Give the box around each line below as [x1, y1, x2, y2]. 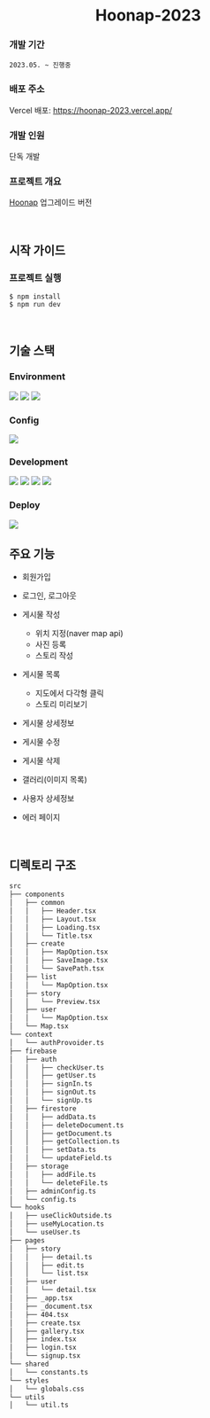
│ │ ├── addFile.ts [9, 1170, 97, 1179]
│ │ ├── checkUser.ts [9, 1063, 104, 1072]
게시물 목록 [21, 669, 61, 680]
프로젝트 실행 [9, 271, 62, 284]
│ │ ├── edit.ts [9, 1260, 86, 1270]
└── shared [9, 1360, 49, 1369]
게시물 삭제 [21, 755, 61, 767]
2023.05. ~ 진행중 [9, 61, 71, 70]
